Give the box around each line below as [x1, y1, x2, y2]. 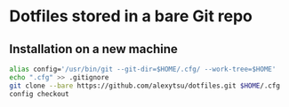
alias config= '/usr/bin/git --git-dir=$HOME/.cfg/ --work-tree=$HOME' [9, 65, 277, 73]
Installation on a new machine [9, 42, 178, 57]
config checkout [9, 89, 69, 98]
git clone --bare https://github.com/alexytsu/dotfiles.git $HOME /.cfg [9, 81, 280, 90]
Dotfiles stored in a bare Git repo [9, 6, 253, 27]
